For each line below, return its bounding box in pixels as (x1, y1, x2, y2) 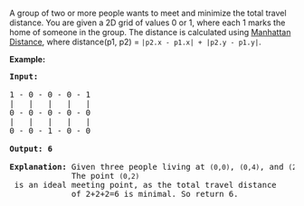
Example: (9, 54, 46, 64)
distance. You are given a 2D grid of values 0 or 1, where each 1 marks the (9, 17, 286, 28)
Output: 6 (9, 144, 52, 154)
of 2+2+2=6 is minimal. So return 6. (71, 189, 239, 199)
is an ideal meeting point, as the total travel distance (14, 180, 278, 190)
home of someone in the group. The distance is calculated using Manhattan (9, 27, 291, 37)
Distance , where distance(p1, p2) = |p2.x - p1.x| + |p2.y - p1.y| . (9, 36, 262, 47)
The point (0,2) (71, 171, 140, 181)
